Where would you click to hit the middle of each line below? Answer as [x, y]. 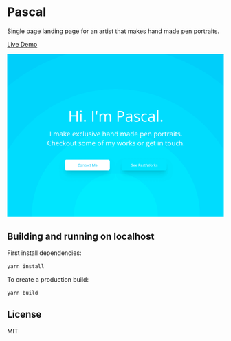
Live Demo [22, 44]
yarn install [26, 267]
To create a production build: [48, 279]
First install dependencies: [44, 253]
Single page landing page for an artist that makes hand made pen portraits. [113, 31]
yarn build [23, 293]
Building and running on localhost [81, 236]
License [24, 314]
